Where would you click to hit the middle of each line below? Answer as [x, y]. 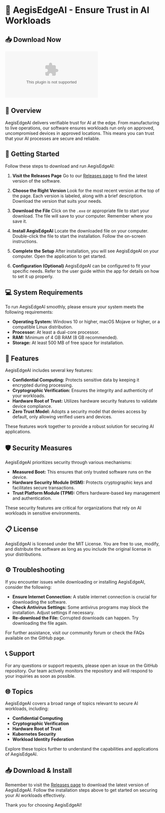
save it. [20, 221]
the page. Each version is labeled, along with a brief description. [78, 196]
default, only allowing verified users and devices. [62, 417]
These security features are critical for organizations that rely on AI [73, 508]
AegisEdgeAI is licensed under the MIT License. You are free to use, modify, [82, 544]
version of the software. [37, 181]
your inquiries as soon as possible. [40, 676]
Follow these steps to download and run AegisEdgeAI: [60, 166]
